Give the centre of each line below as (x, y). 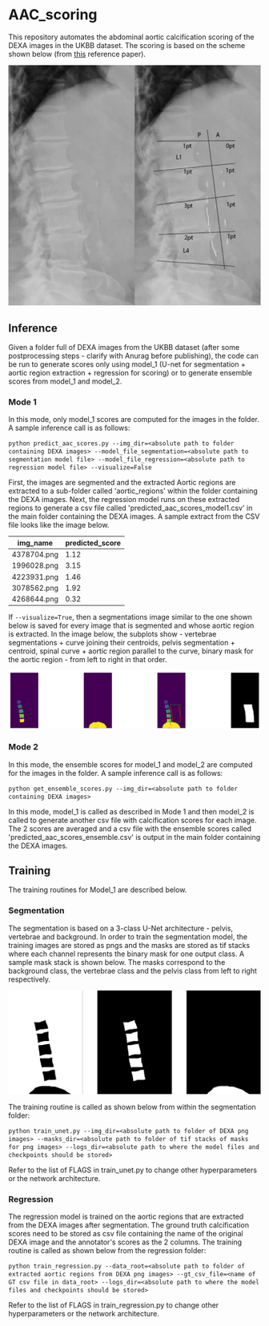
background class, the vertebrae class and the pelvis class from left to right (133, 970)
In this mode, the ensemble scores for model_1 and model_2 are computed (131, 764)
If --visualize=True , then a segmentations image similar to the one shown (130, 617)
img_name (35, 543)
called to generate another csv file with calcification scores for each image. (133, 820)
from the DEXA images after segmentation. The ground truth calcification (129, 1225)
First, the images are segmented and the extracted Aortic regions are (122, 483)
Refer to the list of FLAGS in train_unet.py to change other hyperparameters (133, 1170)
